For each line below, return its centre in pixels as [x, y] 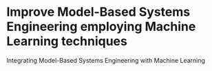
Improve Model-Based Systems [98, 12]
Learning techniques [67, 41]
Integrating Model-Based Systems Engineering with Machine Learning [106, 60]
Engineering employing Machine [101, 27]
